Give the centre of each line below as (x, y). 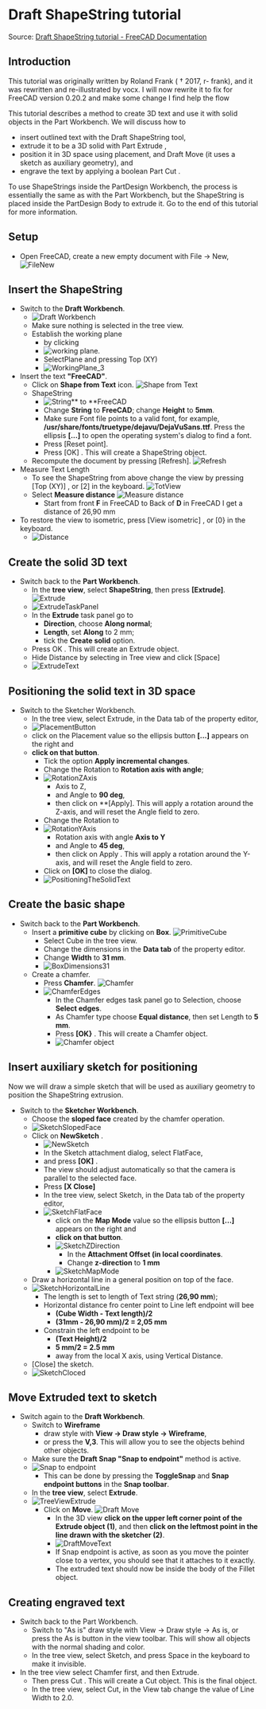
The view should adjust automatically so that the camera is (139, 1169)
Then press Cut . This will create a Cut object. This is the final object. (144, 1681)
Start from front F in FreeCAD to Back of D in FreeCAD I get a (143, 503)
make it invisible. (59, 1664)
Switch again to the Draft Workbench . (82, 1417)
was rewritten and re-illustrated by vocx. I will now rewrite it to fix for (120, 89)
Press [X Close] (69, 1186)
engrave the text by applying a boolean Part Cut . (100, 171)
